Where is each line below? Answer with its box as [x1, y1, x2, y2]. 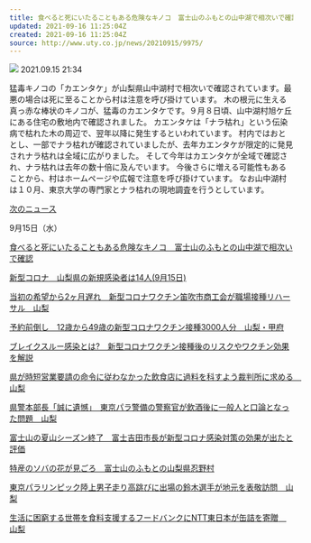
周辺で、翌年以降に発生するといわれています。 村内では [64, 128, 270, 139]
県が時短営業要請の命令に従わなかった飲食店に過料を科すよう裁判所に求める [9, 372, 294, 382]
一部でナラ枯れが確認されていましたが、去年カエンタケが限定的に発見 [32, 139, 294, 150]
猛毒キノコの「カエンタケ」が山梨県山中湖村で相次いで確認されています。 [9, 83, 284, 94]
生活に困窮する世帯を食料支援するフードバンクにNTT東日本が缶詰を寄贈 [9, 512, 279, 523]
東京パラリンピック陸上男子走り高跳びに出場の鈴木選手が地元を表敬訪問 [9, 482, 278, 492]
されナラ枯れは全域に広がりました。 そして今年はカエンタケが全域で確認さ [9, 151, 288, 161]
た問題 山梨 [9, 413, 57, 424]
